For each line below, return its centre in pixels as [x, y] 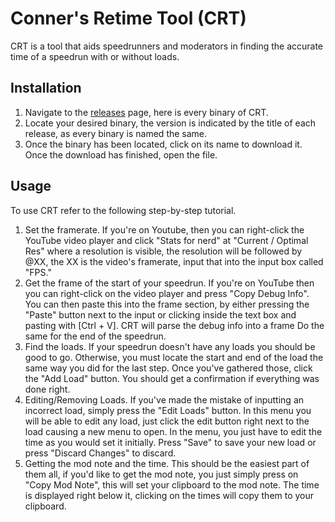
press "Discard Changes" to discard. [100, 453]
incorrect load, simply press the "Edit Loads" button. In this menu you [168, 410]
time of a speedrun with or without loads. [95, 56]
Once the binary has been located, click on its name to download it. [163, 144]
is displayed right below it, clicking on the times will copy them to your [169, 495]
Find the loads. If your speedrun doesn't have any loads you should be [170, 346]
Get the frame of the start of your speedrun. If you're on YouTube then [169, 283]
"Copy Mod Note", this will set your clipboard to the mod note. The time [172, 484]
